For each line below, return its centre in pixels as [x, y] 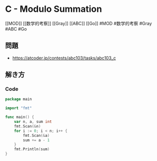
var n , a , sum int [33, 122]
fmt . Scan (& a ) [36, 135]
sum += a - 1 [36, 140]
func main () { [20, 117]
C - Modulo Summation [54, 9]
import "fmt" [19, 108]
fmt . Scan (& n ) [27, 126]
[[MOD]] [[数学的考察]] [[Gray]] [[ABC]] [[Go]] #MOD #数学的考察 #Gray [78, 23]
